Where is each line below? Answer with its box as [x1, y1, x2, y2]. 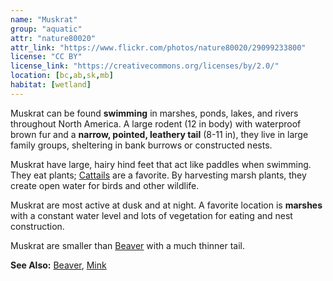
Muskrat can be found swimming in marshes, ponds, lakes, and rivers [10, 107, 299, 119]
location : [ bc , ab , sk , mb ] [10, 71, 114, 81]
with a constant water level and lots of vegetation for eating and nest [10, 209, 293, 221]
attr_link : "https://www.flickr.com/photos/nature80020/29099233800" [10, 42, 307, 53]
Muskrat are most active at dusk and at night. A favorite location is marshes [10, 199, 323, 211]
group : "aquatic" [10, 24, 83, 34]
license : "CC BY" [10, 52, 83, 62]
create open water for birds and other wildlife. [10, 179, 200, 191]
